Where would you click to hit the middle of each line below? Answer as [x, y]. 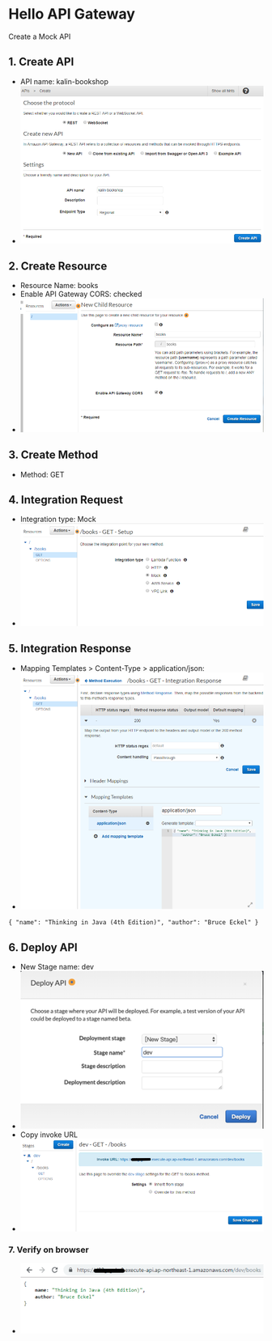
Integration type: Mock [58, 520]
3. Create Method [53, 455]
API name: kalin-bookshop [64, 81]
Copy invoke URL [49, 1135]
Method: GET [42, 474]
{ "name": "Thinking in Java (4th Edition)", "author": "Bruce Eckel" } [134, 923]
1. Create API [41, 62]
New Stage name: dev [57, 967]
